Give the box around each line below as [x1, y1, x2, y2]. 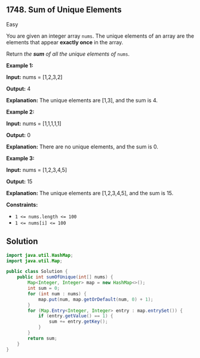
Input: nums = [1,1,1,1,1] [6, 120, 61, 127]
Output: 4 [6, 85, 31, 92]
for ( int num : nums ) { [27, 290, 87, 297]
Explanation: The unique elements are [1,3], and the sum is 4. [6, 96, 158, 104]
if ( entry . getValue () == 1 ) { [38, 313, 113, 319]
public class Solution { [6, 269, 68, 275]
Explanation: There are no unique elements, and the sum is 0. [6, 143, 159, 150]
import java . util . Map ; [6, 257, 63, 264]
